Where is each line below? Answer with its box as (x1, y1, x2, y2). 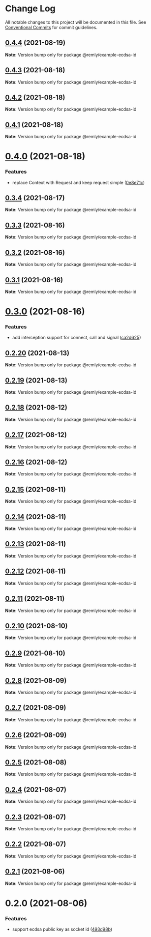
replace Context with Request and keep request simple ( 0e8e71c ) (12, 179, 145, 185)
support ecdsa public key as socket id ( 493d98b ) (12, 926, 112, 932)
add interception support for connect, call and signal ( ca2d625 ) (12, 335, 141, 341)
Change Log (5, 3, 56, 14)
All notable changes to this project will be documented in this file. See (5, 19, 147, 25)
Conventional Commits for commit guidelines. (5, 24, 97, 30)
